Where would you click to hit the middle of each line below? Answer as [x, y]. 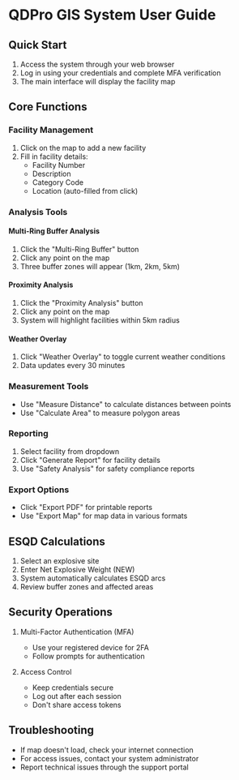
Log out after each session [77, 696]
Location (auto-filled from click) [85, 191]
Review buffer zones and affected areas [87, 586]
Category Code [58, 182]
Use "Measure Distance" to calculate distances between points [126, 404]
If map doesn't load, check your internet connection [107, 750]
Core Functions [48, 107]
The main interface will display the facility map [98, 81]
